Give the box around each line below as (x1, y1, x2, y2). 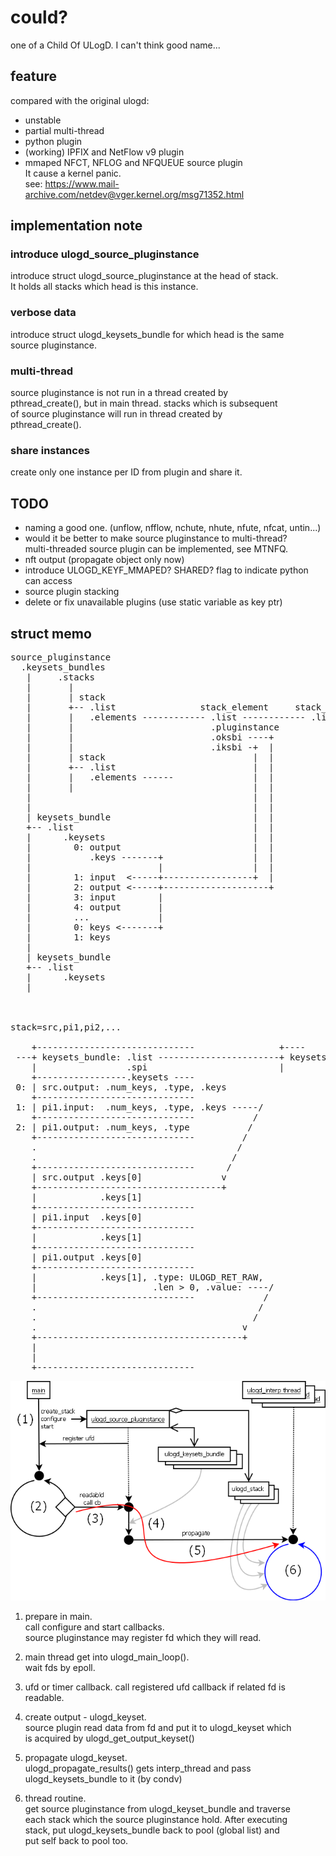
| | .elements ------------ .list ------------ (26, 711, 307, 723)
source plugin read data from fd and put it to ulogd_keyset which (24, 1722, 292, 1734)
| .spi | (31, 1061, 285, 1073)
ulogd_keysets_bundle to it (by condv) (24, 1773, 183, 1785)
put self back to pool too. (24, 1835, 129, 1847)
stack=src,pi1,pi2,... (10, 1021, 122, 1033)
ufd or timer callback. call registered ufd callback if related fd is (24, 1681, 286, 1693)
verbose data (10, 306, 77, 320)
